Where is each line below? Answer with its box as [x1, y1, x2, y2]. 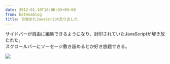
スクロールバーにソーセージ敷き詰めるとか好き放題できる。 [5, 43, 130, 49]
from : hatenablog [5, 12, 42, 17]
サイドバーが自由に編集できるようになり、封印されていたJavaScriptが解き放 [5, 31, 165, 37]
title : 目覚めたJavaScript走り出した [5, 16, 78, 21]
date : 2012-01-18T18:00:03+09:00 [5, 7, 76, 12]
